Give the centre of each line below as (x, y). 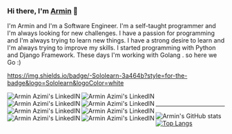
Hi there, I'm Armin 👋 (42, 11)
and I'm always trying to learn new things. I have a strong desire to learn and (116, 41)
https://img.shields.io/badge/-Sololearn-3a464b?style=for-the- (97, 76)
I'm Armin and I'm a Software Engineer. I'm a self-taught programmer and (112, 26)
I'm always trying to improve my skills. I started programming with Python (112, 48)
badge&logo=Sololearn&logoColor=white (66, 83)
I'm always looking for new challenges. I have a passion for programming (111, 33)
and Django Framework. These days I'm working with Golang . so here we (112, 55)
